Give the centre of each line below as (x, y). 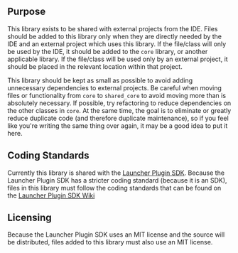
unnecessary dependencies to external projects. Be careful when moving (115, 87)
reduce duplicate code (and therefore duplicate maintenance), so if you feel (118, 118)
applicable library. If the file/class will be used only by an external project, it (118, 59)
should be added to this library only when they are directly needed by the (115, 36)
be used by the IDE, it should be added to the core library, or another (108, 51)
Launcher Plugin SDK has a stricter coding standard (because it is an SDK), (117, 180)
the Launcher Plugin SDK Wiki (51, 195)
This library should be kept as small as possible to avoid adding (100, 80)
